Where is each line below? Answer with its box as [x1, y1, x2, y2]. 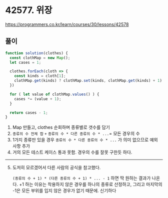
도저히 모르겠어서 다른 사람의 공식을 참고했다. [12, 165, 101, 171]
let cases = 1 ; [9, 60, 41, 65]
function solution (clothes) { [5, 50, 68, 55]
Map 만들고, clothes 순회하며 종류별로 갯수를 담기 [12, 124, 110, 130]
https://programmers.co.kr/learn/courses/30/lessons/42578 [5, 21, 129, 27]
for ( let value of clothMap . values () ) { [9, 92, 99, 97]
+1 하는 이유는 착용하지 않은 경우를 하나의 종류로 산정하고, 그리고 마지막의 [19, 182, 162, 188]
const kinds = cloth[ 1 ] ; [14, 73, 66, 79]
